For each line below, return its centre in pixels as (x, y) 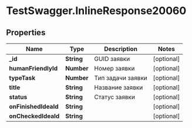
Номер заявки (114, 68)
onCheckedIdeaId (34, 116)
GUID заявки (112, 59)
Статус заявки (114, 97)
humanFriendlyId (33, 68)
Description (121, 49)
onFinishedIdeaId (34, 107)
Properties (26, 33)
